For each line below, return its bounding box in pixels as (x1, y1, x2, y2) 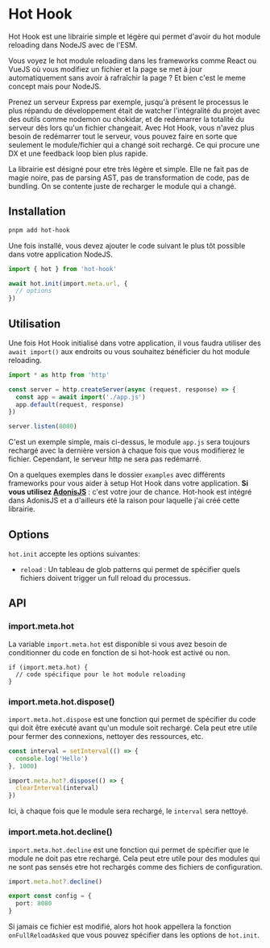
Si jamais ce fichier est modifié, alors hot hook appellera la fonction (8, 921, 232, 932)
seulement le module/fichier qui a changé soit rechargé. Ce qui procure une (8, 140, 260, 149)
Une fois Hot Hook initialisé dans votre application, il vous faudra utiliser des (8, 338, 262, 348)
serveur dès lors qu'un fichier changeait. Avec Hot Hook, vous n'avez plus (8, 123, 255, 132)
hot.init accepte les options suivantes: (8, 549, 141, 558)
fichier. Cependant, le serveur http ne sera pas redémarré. (8, 454, 201, 464)
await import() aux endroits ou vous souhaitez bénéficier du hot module (8, 346, 250, 356)
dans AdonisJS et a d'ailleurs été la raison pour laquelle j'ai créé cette (8, 495, 240, 505)
